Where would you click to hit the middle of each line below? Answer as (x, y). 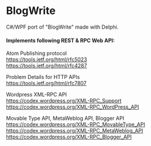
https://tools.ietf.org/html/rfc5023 (47, 60)
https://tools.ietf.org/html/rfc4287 (47, 66)
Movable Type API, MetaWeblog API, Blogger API (65, 119)
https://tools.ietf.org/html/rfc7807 (46, 84)
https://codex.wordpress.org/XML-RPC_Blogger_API (69, 137)
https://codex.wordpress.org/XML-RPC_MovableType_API (75, 124)
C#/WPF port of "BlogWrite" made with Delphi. (62, 27)
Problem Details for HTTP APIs (43, 77)
